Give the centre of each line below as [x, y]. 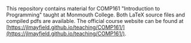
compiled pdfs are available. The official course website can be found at [95, 21]
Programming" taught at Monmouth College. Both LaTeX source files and [95, 15]
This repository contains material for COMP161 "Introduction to [83, 9]
